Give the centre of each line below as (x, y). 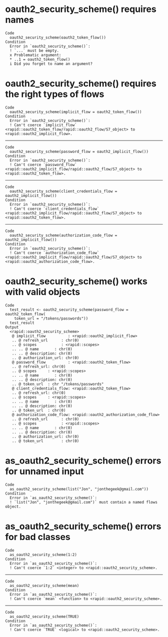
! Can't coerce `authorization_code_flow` (54, 253)
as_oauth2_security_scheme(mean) (44, 585)
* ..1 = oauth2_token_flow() (40, 59)
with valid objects (43, 292)
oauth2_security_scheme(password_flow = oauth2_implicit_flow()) (79, 151)
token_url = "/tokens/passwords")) (51, 318)
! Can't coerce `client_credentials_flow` (54, 208)
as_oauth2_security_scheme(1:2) (43, 554)
